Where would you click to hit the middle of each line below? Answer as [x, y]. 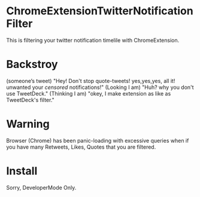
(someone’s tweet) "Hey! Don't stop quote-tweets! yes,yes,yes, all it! [91, 81]
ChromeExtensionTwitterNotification [100, 11]
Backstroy [32, 64]
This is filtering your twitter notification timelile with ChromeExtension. [93, 40]
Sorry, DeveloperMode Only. [41, 187]
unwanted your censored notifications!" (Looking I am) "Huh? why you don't [100, 87]
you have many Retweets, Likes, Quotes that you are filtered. [81, 147]
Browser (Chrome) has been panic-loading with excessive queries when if [98, 140]
